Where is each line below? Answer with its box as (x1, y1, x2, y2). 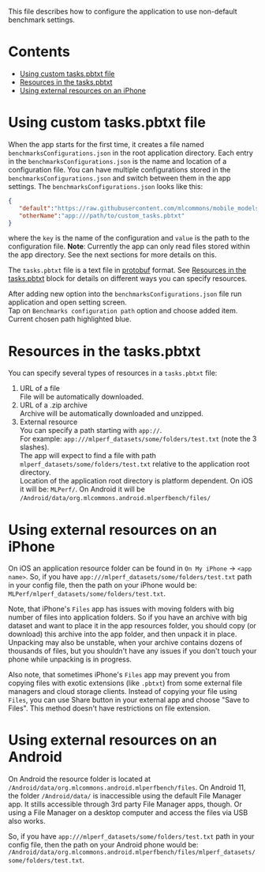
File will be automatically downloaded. (19, 392, 144, 402)
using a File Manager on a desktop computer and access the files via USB (8, 808, 248, 817)
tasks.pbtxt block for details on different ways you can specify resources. (8, 274, 248, 283)
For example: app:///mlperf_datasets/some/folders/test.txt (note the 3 (19, 434, 257, 444)
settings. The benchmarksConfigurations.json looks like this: (8, 181, 203, 191)
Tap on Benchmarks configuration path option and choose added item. (8, 306, 238, 316)
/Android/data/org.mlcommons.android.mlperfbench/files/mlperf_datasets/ (8, 848, 256, 857)
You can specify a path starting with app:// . (19, 426, 162, 435)
